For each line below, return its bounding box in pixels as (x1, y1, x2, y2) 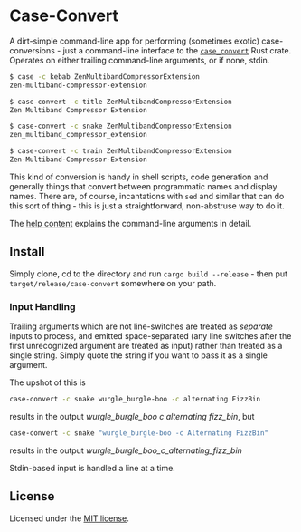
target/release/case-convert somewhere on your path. (9, 277, 217, 288)
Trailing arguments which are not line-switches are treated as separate (9, 321, 274, 332)
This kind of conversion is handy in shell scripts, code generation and (9, 171, 268, 182)
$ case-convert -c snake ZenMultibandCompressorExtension (9, 121, 232, 131)
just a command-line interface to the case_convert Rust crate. (62, 44, 292, 55)
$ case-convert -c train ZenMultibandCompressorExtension (9, 147, 232, 156)
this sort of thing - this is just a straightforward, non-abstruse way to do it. (9, 200, 285, 211)
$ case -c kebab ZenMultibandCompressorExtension (9, 72, 201, 82)
